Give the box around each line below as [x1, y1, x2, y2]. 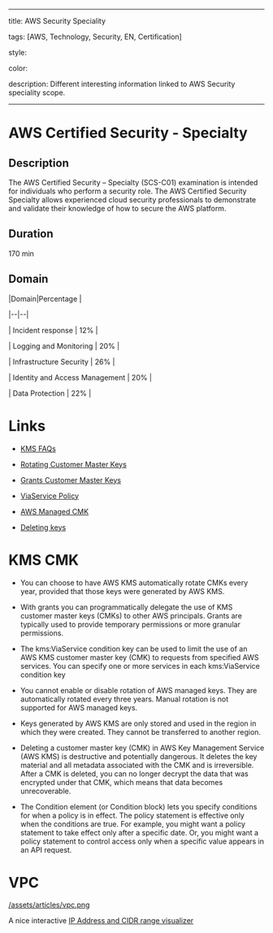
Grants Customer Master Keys [19, 475, 122, 484]
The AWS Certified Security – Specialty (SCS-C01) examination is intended [8, 178, 258, 187]
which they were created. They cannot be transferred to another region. [19, 727, 262, 736]
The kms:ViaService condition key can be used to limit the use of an [19, 644, 248, 653]
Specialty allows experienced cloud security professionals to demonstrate [8, 195, 257, 204]
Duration [8, 227, 54, 241]
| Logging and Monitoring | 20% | [8, 341, 120, 350]
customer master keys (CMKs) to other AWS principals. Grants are [19, 610, 242, 620]
